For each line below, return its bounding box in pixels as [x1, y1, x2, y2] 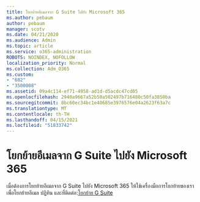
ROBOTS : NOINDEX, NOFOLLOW [6, 54, 75, 60]
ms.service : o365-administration [6, 49, 92, 55]
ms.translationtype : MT [6, 105, 67, 112]
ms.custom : [6, 71, 34, 78]
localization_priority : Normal [6, 60, 86, 66]
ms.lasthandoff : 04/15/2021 [6, 117, 78, 123]
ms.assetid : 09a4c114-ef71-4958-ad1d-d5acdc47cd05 [6, 88, 138, 95]
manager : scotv [6, 26, 45, 32]
